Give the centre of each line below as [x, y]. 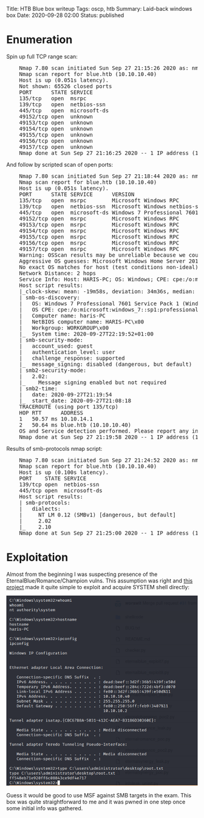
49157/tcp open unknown [56, 147]
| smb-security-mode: [51, 340]
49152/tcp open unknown [56, 117]
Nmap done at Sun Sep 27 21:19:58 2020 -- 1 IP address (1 [109, 437]
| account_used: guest [56, 346]
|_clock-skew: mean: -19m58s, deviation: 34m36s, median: [107, 291]
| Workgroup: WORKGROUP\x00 [64, 328]
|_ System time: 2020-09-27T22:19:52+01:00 [86, 334]
